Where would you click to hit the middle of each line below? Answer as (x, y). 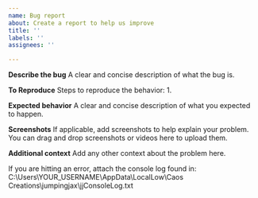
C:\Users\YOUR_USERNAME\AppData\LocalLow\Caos (96, 177)
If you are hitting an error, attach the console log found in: (102, 169)
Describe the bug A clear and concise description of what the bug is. (121, 75)
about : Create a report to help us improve (81, 23)
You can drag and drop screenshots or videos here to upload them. (118, 138)
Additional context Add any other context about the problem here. (117, 153)
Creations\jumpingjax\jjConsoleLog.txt (71, 186)
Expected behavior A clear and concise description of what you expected (129, 106)
